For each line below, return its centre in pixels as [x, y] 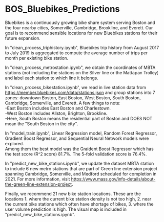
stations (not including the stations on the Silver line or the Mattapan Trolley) [82, 72]
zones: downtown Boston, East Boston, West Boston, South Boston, [73, 98]
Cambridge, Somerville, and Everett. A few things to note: [63, 103]
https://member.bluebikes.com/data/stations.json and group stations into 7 [80, 92]
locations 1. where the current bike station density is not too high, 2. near [78, 199]
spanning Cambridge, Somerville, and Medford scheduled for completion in [81, 174]
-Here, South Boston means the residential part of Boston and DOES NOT [79, 118]
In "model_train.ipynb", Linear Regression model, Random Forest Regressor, [81, 133]
